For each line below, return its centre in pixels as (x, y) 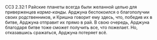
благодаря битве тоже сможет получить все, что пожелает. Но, (71, 27)
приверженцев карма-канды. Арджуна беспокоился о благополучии (77, 12)
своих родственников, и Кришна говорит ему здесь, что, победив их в (79, 17)
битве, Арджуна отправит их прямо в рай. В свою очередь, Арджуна (77, 22)
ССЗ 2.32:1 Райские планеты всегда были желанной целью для (71, 7)
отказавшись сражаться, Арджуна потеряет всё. (56, 33)
